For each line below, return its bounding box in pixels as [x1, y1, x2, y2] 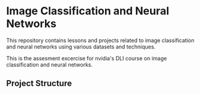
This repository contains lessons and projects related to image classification [6, 37, 195, 44]
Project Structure [6, 78, 72, 89]
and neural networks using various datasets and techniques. [6, 43, 156, 50]
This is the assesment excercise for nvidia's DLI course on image [6, 54, 167, 62]
